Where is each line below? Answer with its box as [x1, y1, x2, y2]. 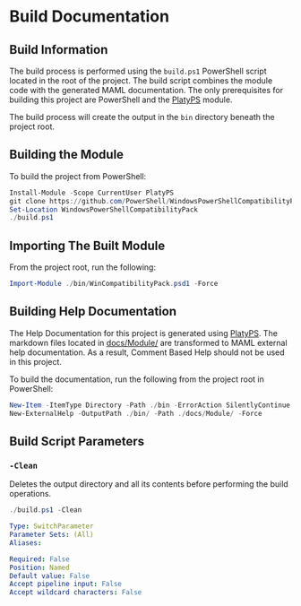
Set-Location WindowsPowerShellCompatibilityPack [9, 204, 199, 214]
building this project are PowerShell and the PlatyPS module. [9, 94, 233, 105]
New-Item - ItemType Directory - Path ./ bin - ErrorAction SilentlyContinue [9, 401, 291, 410]
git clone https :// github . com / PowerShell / [9, 196, 170, 205]
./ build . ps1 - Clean [9, 506, 82, 515]
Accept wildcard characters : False [9, 588, 142, 597]
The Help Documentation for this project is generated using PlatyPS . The [9, 327, 278, 338]
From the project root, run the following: [9, 262, 157, 273]
